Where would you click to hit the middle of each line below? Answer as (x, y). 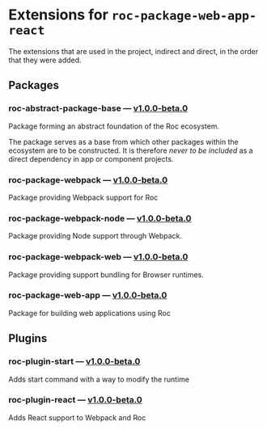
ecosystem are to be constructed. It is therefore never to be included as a (131, 150)
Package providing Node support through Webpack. (95, 236)
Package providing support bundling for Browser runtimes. (106, 274)
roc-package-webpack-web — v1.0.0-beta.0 (98, 257)
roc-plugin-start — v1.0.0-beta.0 (74, 361)
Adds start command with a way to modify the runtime (99, 379)
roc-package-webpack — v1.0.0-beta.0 (88, 179)
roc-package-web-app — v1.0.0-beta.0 (88, 295)
